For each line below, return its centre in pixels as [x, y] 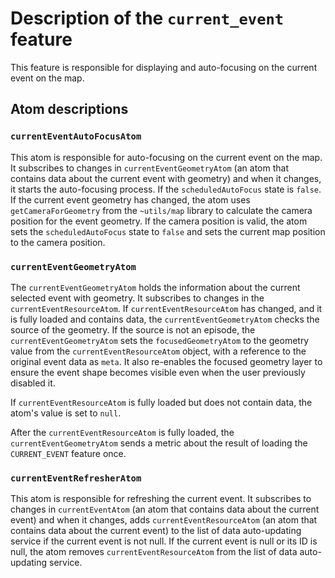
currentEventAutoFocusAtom [76, 136]
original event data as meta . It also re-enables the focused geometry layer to [166, 361]
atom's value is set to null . [66, 413]
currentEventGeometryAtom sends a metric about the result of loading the [159, 443]
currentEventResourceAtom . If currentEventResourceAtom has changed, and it [166, 308]
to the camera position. [58, 242]
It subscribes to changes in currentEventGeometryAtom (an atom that [149, 168]
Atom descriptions [69, 109]
